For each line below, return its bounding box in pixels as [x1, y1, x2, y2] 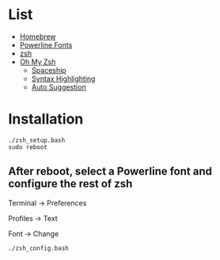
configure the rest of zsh [8, 177, 133, 191]
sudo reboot [8, 143, 47, 151]
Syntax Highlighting [31, 74, 96, 83]
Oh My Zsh [19, 57, 56, 67]
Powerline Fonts [19, 40, 73, 49]
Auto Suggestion [31, 82, 86, 92]
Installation [8, 110, 84, 128]
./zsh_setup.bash [8, 136, 66, 144]
